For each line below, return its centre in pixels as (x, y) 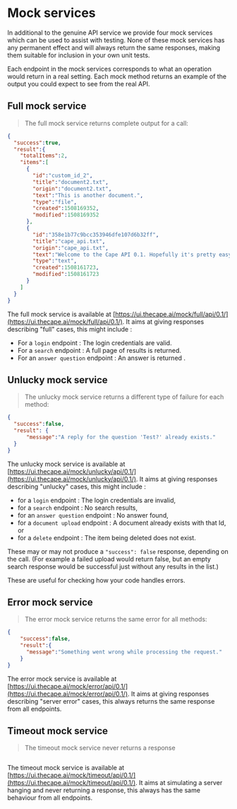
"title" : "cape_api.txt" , (69, 241)
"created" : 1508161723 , (66, 268)
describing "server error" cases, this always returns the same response (111, 701)
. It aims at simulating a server (179, 783)
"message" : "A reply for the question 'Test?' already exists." (121, 437)
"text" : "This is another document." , (88, 195)
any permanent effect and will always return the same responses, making (114, 47)
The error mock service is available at (62, 679)
